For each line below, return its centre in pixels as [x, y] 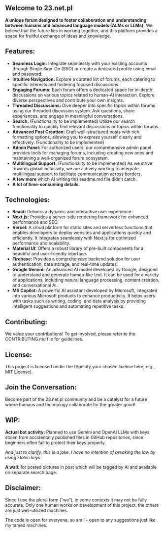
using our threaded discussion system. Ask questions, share [73, 110]
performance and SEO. [35, 222]
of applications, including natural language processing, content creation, [86, 280]
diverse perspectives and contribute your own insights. [68, 100]
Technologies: [28, 200]
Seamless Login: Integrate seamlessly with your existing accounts [80, 63]
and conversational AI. [35, 285]
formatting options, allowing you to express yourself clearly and [77, 137]
